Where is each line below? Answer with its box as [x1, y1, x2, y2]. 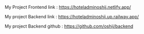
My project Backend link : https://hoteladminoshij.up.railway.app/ [5, 14, 139, 19]
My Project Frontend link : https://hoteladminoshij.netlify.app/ [5, 4, 131, 10]
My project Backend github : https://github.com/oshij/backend [5, 23, 133, 29]
